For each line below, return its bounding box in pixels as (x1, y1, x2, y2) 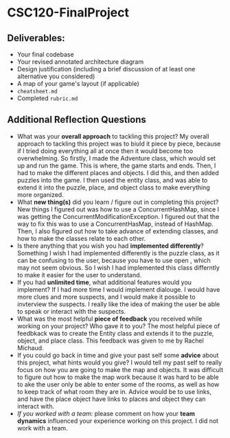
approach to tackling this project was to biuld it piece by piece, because (16, 139, 221, 148)
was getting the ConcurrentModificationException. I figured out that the (16, 212, 220, 220)
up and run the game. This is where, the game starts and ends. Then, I (16, 161, 216, 170)
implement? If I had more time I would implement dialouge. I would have (16, 285, 220, 293)
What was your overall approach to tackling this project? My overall (16, 132, 209, 140)
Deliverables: (7, 32, 65, 44)
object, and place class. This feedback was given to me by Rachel (16, 336, 204, 345)
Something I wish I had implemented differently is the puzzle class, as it (16, 249, 220, 257)
